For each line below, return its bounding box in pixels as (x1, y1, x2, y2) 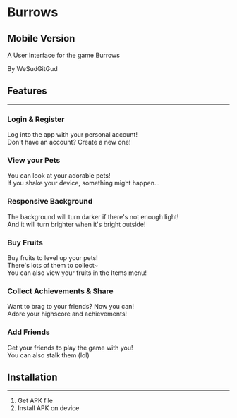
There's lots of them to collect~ (7, 262, 99, 269)
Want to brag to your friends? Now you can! (7, 302, 135, 311)
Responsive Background (7, 197, 93, 207)
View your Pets (7, 156, 61, 166)
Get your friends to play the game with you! (7, 343, 133, 352)
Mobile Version (7, 32, 75, 44)
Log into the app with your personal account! (7, 130, 138, 139)
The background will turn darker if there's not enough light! (7, 212, 179, 221)
